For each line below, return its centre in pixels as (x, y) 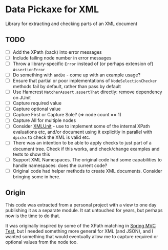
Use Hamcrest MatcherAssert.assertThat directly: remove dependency (87, 92)
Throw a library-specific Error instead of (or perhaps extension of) (83, 64)
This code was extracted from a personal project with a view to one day (81, 205)
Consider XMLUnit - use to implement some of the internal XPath (81, 126)
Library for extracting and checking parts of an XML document (71, 24)
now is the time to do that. (33, 216)
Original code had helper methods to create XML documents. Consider (87, 171)
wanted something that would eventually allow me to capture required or (82, 237)
